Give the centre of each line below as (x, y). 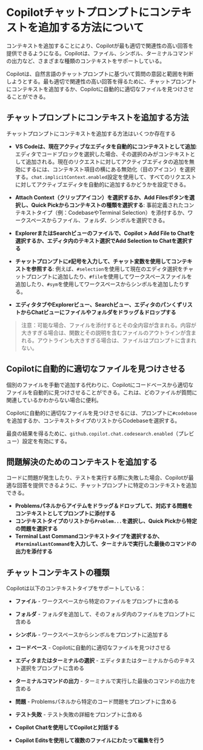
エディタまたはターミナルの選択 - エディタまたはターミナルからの (97, 661)
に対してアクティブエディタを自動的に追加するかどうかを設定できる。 (102, 184)
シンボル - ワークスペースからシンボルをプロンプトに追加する (92, 635)
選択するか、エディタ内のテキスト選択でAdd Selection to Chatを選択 (101, 240)
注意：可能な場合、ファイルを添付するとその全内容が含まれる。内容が (109, 325)
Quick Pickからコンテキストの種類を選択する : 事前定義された (107, 205)
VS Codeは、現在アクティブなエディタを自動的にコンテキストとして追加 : (106, 146)
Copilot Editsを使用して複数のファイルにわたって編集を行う (90, 740)
